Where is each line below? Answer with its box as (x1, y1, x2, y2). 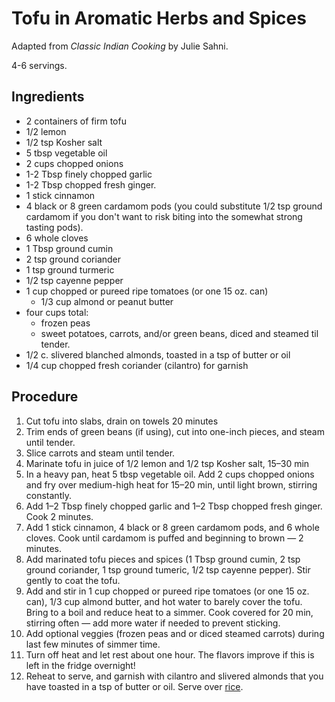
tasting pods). (25, 221, 84, 233)
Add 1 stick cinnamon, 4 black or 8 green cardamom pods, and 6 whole (25, 521, 320, 533)
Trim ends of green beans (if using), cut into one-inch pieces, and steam (25, 425, 325, 437)
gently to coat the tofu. (25, 574, 121, 586)
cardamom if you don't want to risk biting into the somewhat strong (25, 210, 303, 222)
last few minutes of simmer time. (25, 638, 161, 650)
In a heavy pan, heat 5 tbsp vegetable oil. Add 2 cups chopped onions (25, 468, 315, 480)
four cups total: (25, 306, 89, 318)
